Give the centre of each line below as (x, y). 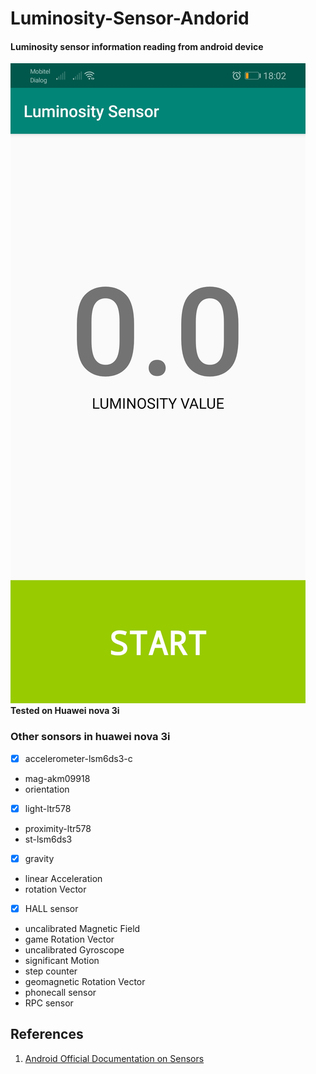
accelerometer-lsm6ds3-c (78, 758)
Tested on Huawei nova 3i (65, 711)
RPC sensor (49, 1003)
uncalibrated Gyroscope (74, 949)
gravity (39, 858)
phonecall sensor (60, 992)
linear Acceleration (63, 878)
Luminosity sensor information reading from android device (137, 46)
